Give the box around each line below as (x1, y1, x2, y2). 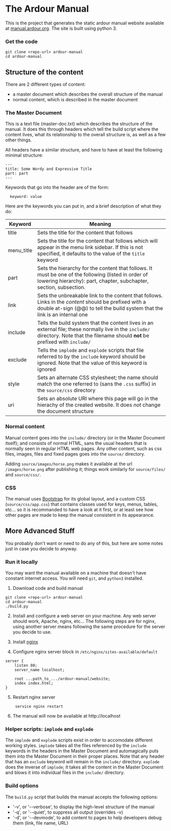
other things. (5, 137, 32, 143)
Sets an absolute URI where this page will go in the (37, 395, 158, 402)
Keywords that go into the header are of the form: (5, 184, 109, 191)
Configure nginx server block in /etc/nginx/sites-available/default (12, 649, 158, 655)
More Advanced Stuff (5, 527, 75, 536)
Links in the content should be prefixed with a (37, 299, 146, 306)
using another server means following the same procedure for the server (12, 624, 165, 630)
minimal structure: (5, 152, 43, 158)
